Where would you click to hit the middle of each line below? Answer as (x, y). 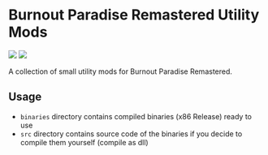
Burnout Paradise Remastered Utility (134, 15)
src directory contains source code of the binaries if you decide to (131, 133)
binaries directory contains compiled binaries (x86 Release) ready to (136, 116)
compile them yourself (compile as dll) (84, 142)
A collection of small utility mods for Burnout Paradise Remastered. (121, 71)
